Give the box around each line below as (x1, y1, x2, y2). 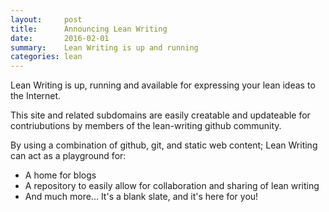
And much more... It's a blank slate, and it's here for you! (24, 191, 259, 203)
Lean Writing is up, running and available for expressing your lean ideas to (10, 79, 316, 91)
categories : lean (10, 52, 83, 62)
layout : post (10, 14, 83, 25)
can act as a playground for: (10, 150, 127, 162)
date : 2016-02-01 (10, 33, 110, 43)
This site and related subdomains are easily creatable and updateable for (10, 109, 311, 121)
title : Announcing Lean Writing (10, 24, 168, 34)
